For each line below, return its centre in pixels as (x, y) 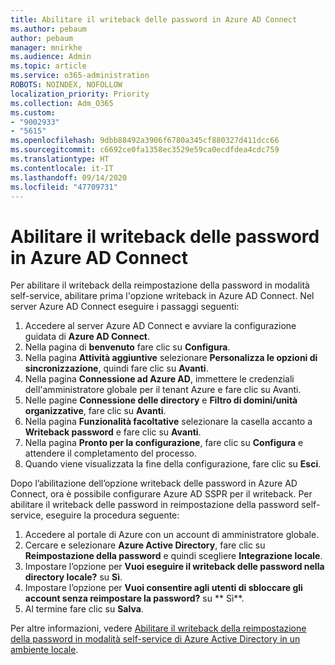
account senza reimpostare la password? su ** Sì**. (134, 598)
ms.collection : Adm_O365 (62, 103)
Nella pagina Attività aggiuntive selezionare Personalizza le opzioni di (171, 358)
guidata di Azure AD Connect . (87, 337)
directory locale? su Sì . (73, 577)
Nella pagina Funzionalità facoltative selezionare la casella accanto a (168, 422)
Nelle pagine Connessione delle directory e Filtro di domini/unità (161, 400)
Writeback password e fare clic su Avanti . (113, 432)
